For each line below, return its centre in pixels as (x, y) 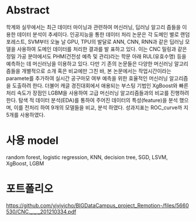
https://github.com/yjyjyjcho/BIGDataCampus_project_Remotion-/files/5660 (97, 205)
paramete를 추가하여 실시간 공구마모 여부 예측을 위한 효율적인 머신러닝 (87, 78)
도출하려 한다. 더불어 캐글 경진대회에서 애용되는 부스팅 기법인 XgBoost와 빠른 (100, 85)
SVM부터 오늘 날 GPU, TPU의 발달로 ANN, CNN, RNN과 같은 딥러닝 (106, 42)
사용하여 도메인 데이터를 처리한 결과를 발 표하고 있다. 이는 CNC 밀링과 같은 (102, 49)
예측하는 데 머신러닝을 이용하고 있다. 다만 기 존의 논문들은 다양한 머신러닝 (90, 63)
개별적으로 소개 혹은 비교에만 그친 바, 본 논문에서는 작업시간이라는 (96, 71)
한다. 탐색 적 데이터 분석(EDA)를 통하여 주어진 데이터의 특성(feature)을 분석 (92, 100)
